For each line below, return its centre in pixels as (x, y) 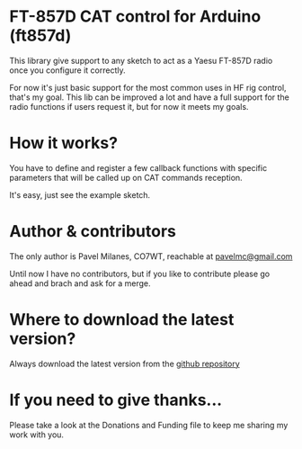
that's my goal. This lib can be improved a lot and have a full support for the (149, 97)
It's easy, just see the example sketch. (80, 194)
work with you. (37, 435)
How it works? (64, 144)
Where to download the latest (122, 319)
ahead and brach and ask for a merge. (80, 283)
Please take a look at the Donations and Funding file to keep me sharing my (149, 425)
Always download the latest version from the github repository (124, 364)
